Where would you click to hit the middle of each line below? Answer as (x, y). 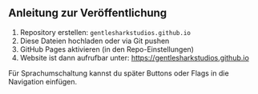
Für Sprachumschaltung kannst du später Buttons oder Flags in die (119, 73)
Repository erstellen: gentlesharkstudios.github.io (105, 32)
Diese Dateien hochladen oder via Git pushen (95, 41)
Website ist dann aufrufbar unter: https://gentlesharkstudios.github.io (135, 57)
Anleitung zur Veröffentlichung (88, 13)
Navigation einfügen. (43, 81)
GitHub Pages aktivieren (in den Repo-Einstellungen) (107, 49)
